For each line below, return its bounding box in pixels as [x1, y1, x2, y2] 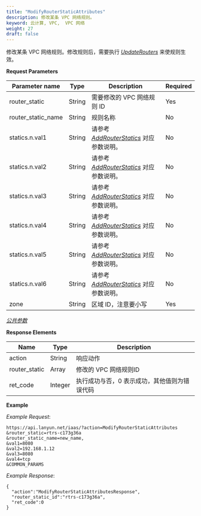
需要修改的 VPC [91, 94, 136, 102]
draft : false [6, 31, 39, 37]
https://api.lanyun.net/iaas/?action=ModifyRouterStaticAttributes [6, 425, 178, 431]
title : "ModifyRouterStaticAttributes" [6, 8, 106, 15]
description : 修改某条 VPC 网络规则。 [6, 14, 95, 20]
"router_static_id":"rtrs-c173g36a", [11, 494, 106, 500]
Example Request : [6, 413, 51, 421]
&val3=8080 [6, 451, 33, 457]
